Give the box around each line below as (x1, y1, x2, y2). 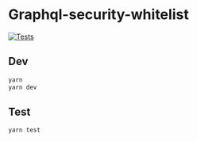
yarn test (8, 126, 41, 134)
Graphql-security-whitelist (8, 6, 189, 24)
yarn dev (8, 83, 37, 91)
